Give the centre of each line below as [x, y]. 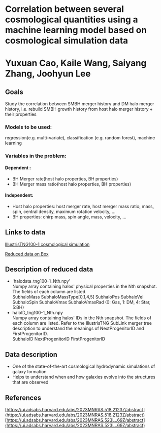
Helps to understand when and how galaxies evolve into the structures [84, 377]
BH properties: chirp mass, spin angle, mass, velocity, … [69, 216]
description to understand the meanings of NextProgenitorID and [78, 328]
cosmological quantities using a [72, 20]
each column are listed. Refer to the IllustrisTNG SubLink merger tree [82, 323]
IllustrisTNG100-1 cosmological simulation [48, 244]
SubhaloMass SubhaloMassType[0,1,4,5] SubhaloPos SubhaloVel [78, 297]
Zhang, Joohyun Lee [48, 74]
